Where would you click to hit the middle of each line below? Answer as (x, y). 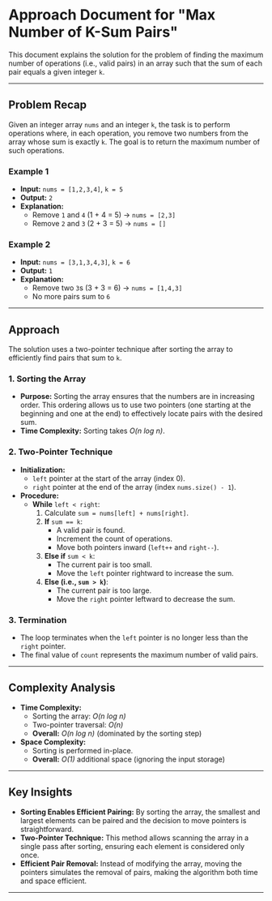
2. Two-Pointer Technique (61, 452)
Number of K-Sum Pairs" (93, 32)
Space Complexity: (53, 742)
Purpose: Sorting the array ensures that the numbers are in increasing (137, 397)
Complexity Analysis (62, 688)
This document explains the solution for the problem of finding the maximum (136, 54)
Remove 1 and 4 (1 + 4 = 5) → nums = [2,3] (104, 215)
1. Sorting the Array (47, 379)
